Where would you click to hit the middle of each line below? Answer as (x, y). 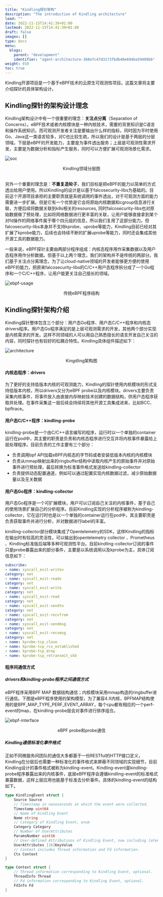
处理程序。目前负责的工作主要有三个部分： (52, 445)
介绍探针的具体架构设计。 (31, 89)
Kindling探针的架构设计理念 (47, 106)
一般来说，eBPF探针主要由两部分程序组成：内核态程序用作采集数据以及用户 (81, 249)
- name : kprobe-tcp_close (31, 642)
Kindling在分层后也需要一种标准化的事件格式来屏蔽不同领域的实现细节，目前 (81, 762)
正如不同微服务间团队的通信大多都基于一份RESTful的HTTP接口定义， (74, 756)
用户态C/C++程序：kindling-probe (40, 421)
